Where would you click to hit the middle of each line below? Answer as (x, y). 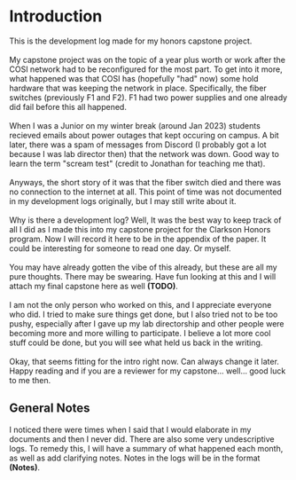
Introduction (56, 16)
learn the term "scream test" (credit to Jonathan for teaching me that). (137, 163)
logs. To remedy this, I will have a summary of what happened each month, (146, 448)
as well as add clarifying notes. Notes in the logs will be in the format (135, 458)
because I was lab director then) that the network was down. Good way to (144, 153)
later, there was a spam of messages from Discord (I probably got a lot (138, 145)
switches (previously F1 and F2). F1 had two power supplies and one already (148, 97)
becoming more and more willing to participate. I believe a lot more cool (140, 333)
